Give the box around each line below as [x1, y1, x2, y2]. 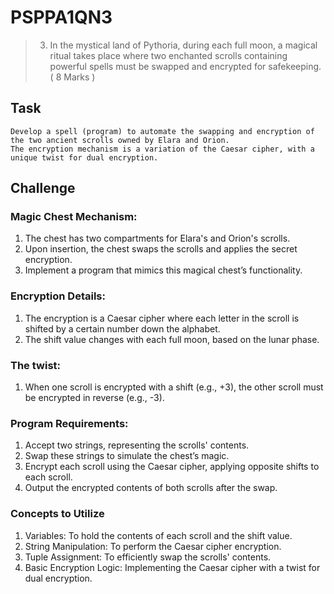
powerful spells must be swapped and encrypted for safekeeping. [49, 60, 322, 72]
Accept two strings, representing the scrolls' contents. [24, 439, 250, 451]
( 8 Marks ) [49, 71, 96, 83]
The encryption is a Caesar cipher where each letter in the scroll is [24, 312, 300, 324]
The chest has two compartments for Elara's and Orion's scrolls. [24, 232, 291, 245]
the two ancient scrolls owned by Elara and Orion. [10, 135, 230, 145]
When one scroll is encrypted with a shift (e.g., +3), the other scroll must [24, 381, 324, 393]
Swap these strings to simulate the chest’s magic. [24, 450, 230, 462]
